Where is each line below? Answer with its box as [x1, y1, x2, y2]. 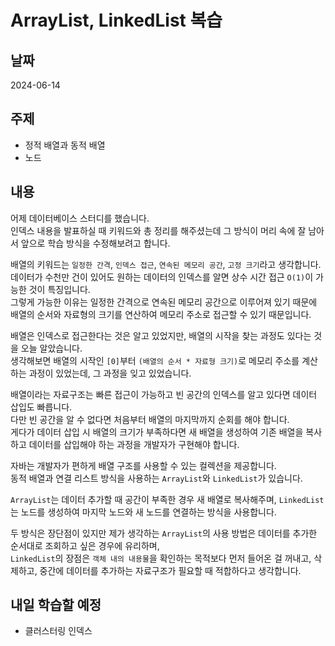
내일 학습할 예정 [10, 597, 102, 614]
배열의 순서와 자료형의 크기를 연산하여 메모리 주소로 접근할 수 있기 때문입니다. [10, 308, 312, 320]
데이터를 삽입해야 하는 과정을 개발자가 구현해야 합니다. [28, 438, 240, 450]
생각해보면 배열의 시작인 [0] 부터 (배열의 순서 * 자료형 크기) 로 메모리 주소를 [10, 354, 300, 366]
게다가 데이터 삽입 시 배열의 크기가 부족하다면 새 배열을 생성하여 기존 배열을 [10, 426, 304, 438]
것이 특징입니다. [28, 283, 91, 295]
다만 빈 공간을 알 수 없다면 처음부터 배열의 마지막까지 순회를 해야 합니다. [10, 413, 290, 425]
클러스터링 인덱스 [24, 625, 93, 637]
